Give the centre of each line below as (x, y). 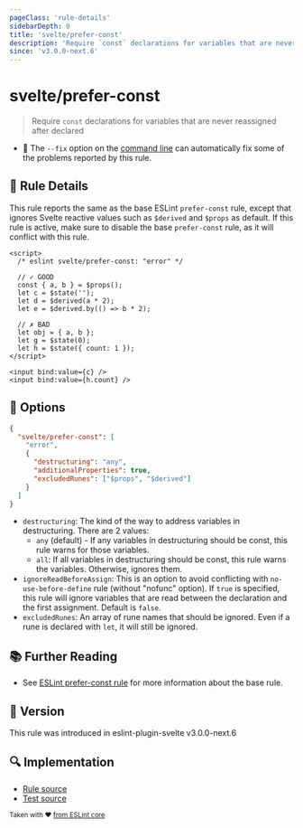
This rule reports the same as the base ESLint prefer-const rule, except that (150, 208)
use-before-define (57, 589)
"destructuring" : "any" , (80, 462)
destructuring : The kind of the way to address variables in (131, 522)
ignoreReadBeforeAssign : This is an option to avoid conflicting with (145, 579)
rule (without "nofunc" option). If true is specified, (187, 588)
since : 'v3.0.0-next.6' (54, 52)
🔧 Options (37, 408)
